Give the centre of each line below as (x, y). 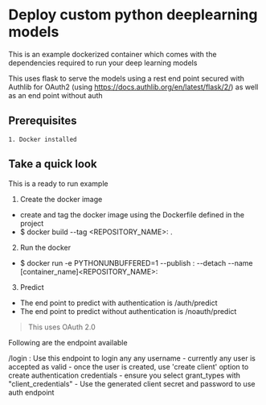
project (32, 223)
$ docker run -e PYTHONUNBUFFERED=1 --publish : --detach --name (136, 262)
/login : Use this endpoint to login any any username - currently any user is (132, 358)
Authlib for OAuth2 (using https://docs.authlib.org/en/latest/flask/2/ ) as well (133, 87)
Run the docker (45, 247)
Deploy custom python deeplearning (133, 15)
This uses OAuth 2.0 (61, 327)
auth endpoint (31, 392)
